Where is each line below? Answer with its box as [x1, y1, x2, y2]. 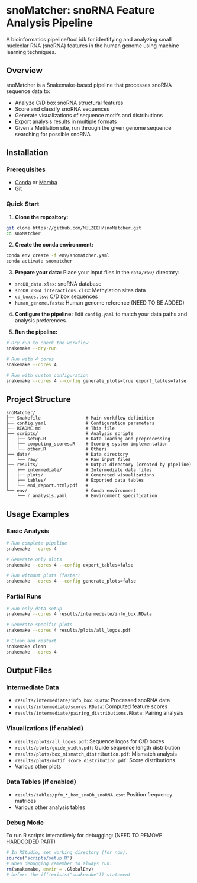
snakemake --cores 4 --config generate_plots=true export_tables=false [6, 377, 186, 384]
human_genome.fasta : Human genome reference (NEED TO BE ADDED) [14, 299, 185, 306]
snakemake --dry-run [6, 345, 57, 351]
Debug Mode [6, 818, 44, 827]
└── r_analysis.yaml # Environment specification [17, 493, 158, 499]
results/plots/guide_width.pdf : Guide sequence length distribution [14, 744, 180, 751]
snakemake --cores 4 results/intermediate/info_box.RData [6, 611, 152, 617]
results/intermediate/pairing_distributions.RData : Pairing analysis [14, 709, 183, 716]
